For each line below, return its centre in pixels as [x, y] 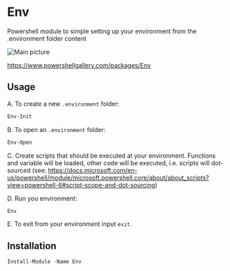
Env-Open [20, 142]
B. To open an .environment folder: [56, 129]
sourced [19, 170]
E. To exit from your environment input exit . [70, 224]
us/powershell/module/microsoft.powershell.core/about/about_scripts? [108, 178]
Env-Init [20, 116]
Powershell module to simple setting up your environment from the [102, 31]
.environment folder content [47, 38]
